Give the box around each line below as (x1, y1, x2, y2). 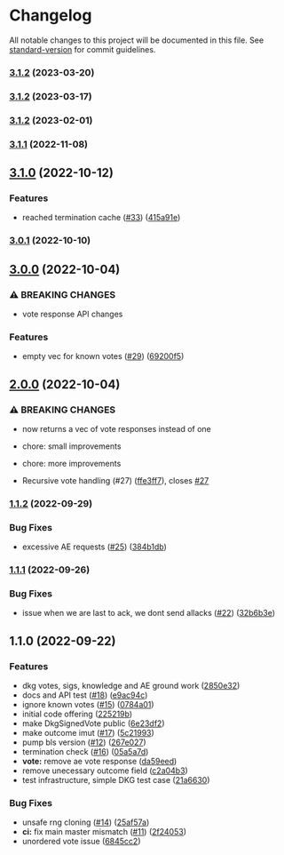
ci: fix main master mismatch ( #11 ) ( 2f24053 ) (21, 827, 186, 837)
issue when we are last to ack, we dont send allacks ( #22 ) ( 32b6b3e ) (21, 608, 276, 619)
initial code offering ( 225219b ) (21, 708, 133, 720)
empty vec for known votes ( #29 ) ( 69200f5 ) (21, 351, 185, 362)
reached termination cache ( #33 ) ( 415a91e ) (21, 212, 181, 223)
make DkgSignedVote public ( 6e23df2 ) (21, 718, 165, 729)
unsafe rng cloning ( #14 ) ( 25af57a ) (21, 817, 150, 827)
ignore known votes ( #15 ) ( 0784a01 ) (21, 699, 154, 710)
